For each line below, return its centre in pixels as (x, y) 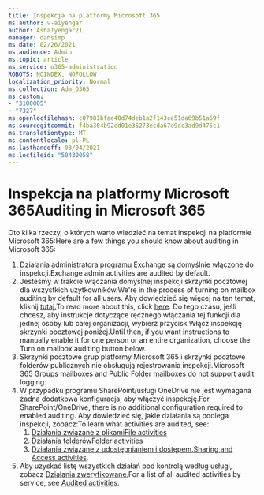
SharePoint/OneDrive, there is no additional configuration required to (131, 407)
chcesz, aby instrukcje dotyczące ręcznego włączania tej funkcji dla (130, 315)
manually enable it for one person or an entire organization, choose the (135, 340)
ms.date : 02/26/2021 (42, 45)
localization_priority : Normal (59, 81)
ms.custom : (26, 96)
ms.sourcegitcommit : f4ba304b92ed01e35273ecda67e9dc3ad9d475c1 (114, 126)
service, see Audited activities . (69, 483)
